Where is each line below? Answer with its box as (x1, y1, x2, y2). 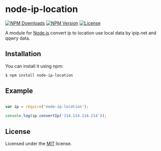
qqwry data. (5, 35, 30, 41)
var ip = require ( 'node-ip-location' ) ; (5, 104, 89, 109)
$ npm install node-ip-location (5, 73, 73, 78)
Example (5, 87, 33, 95)
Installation (5, 50, 41, 58)
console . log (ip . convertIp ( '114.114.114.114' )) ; (5, 113, 107, 118)
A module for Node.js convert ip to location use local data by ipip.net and (5, 30, 157, 36)
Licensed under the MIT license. (5, 140, 72, 146)
